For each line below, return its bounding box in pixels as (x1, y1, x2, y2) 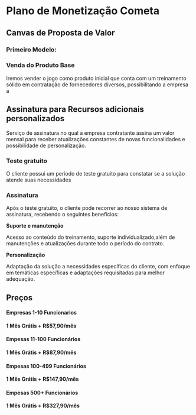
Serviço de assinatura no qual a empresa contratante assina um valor (6, 129, 175, 137)
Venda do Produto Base (6, 61, 75, 69)
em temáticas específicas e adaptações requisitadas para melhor (6, 269, 165, 276)
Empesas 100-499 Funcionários (6, 362, 87, 369)
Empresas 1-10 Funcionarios (6, 309, 77, 316)
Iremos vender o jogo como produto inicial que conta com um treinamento (6, 74, 187, 82)
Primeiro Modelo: (6, 46, 57, 54)
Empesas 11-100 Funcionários (6, 336, 81, 343)
